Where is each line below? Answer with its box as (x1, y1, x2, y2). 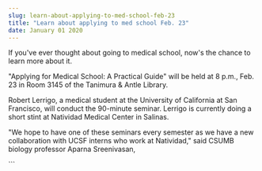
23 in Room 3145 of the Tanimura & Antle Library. (8, 80, 169, 89)
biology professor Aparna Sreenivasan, (8, 144, 136, 154)
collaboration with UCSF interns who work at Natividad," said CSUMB (8, 136, 235, 146)
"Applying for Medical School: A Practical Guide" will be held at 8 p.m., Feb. (8, 72, 255, 82)
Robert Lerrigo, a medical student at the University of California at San (8, 96, 237, 105)
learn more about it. (8, 56, 73, 66)
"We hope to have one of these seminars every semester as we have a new (8, 127, 254, 137)
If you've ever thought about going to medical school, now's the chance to (8, 48, 251, 58)
